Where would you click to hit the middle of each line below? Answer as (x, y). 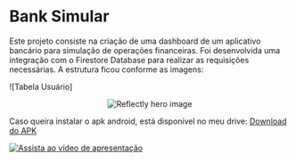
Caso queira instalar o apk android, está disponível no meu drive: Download (148, 121)
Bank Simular (59, 16)
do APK (23, 130)
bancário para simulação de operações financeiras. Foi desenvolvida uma (145, 50)
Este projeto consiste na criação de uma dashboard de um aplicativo (135, 41)
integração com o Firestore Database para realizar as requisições (129, 60)
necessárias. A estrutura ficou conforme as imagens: (107, 69)
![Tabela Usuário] (41, 86)
